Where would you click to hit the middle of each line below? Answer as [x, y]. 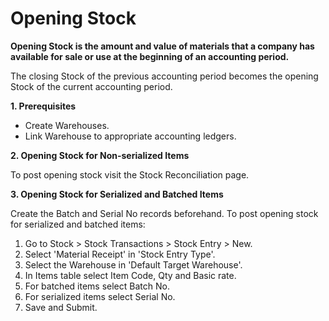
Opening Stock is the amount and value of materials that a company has [162, 46]
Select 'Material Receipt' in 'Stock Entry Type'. [120, 254]
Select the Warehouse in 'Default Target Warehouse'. [133, 264]
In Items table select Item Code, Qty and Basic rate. [130, 275]
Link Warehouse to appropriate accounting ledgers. [130, 136]
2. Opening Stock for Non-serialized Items [100, 155]
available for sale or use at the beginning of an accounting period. [150, 56]
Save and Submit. [61, 307]
